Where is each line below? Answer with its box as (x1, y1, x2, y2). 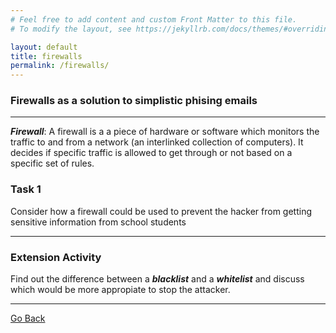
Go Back (10, 312, 46, 325)
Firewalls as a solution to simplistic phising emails (10, 94, 258, 108)
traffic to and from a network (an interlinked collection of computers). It (10, 136, 304, 148)
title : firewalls (10, 51, 83, 61)
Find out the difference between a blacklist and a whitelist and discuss (10, 273, 305, 285)
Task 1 (10, 182, 42, 196)
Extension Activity (10, 250, 102, 264)
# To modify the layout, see (10, 24, 132, 34)
